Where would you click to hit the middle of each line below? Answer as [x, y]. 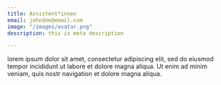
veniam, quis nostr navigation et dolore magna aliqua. [85, 74]
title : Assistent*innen [42, 14]
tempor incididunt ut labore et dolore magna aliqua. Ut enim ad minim [107, 66]
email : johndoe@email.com [45, 20]
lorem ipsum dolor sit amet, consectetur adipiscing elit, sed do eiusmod [110, 59]
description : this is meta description [66, 33]
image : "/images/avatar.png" [50, 26]
